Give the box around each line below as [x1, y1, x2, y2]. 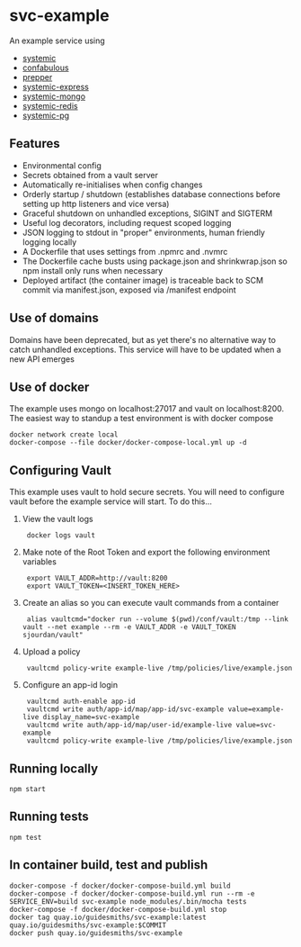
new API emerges [9, 353, 75, 365]
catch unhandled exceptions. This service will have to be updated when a [9, 344, 281, 355]
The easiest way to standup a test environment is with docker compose [9, 413, 274, 424]
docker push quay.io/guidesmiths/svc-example [9, 928, 182, 937]
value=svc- [235, 721, 277, 730]
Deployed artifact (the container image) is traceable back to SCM [22, 275, 263, 285]
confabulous [22, 62, 69, 73]
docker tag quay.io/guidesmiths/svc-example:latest [9, 913, 207, 922]
